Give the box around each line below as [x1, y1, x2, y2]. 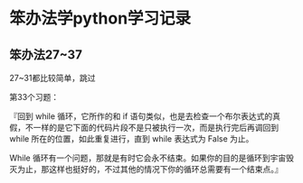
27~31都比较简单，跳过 [9, 73, 96, 83]
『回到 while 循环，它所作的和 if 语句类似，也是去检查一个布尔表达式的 [9, 111, 273, 122]
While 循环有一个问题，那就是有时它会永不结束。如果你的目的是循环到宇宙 [9, 152, 287, 163]
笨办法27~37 [9, 47, 83, 62]
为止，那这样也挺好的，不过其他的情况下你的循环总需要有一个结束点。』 [16, 164, 283, 174]
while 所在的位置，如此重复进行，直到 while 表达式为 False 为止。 [9, 133, 254, 144]
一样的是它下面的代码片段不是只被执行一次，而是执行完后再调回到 [33, 123, 279, 133]
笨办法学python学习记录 [9, 8, 192, 29]
